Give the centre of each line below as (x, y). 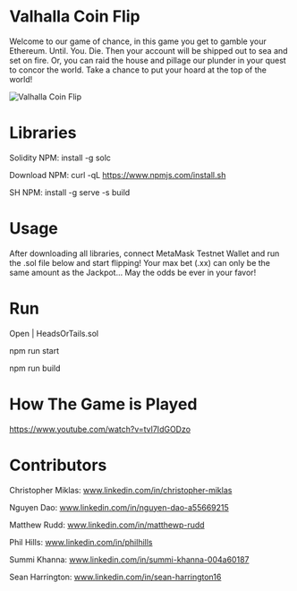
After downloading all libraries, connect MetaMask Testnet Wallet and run (144, 253)
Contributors (58, 465)
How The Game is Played (103, 404)
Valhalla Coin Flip (75, 17)
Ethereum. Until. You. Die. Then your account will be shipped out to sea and (148, 50)
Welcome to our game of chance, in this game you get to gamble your (138, 41)
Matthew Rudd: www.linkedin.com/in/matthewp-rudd (107, 525)
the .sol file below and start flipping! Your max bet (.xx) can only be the (140, 262)
